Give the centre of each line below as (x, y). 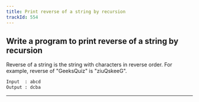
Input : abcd (24, 82)
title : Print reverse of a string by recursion (66, 12)
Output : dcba (24, 87)
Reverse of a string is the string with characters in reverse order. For (89, 65)
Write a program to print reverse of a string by (92, 41)
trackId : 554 (22, 17)
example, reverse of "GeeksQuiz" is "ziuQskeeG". (67, 71)
